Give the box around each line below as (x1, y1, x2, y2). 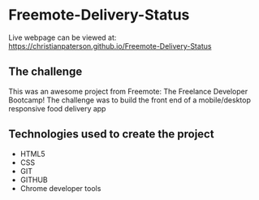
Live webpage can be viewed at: (8, 33, 117, 42)
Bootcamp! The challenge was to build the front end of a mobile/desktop (8, 95, 252, 105)
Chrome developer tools (19, 183, 101, 193)
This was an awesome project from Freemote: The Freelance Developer (8, 86, 248, 96)
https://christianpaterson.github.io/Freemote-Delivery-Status (8, 41, 212, 50)
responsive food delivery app (8, 103, 106, 113)
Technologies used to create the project (8, 128, 214, 141)
